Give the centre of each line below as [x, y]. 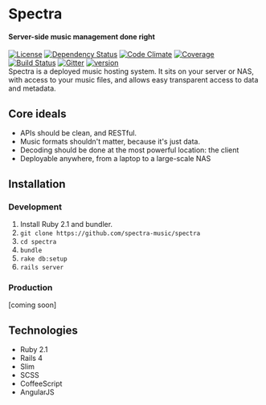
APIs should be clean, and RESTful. [78, 133]
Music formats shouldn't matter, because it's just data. [110, 142]
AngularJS [37, 392]
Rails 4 [31, 358]
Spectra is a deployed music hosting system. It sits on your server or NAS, [131, 71]
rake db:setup [43, 259]
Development [35, 207]
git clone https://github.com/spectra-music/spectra [110, 233]
